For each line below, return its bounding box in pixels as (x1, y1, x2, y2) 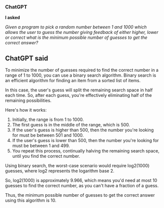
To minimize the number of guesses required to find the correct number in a (5, 67, 159, 73)
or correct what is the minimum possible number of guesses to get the (5, 34, 148, 40)
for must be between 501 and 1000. (12, 132, 84, 138)
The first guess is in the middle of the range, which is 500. (12, 122, 130, 128)
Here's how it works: (5, 107, 47, 113)
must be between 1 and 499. (12, 143, 70, 149)
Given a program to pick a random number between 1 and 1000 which (5, 24, 147, 30)
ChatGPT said (5, 54, 48, 62)
